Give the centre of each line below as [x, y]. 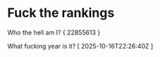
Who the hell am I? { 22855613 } [54, 32]
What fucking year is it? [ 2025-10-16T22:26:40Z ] [80, 46]
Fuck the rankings [61, 13]
